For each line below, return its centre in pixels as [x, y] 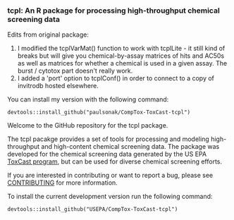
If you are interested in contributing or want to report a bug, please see [110, 176]
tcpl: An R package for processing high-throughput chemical [113, 11]
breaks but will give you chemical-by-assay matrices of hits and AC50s [121, 56]
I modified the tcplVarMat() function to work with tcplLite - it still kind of [121, 49]
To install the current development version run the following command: [110, 197]
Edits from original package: [48, 35]
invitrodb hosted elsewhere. [58, 86]
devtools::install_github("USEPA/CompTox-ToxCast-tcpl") [93, 209]
